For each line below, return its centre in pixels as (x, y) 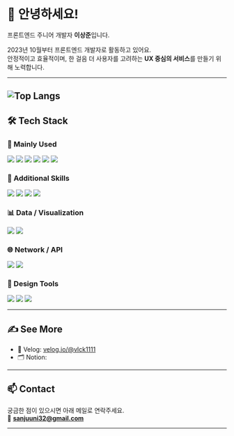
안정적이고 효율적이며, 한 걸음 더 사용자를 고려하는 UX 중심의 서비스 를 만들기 (111, 58)
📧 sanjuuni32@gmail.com (46, 418)
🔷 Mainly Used (32, 144)
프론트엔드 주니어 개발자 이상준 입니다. (58, 35)
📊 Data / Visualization (46, 213)
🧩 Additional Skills (38, 178)
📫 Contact (31, 389)
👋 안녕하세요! (43, 14)
